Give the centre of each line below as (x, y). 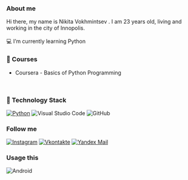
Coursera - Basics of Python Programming (68, 72)
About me (21, 8)
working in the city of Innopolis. (45, 28)
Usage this (22, 158)
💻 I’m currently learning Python (46, 41)
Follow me (22, 128)
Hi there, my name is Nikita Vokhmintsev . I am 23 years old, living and (94, 22)
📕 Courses (22, 59)
